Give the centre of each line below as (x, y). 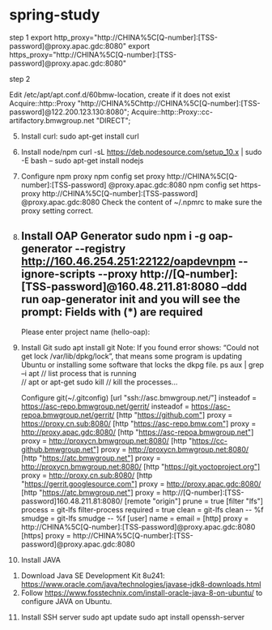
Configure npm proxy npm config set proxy (93, 176)
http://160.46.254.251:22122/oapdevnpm (128, 261)
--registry (100, 249)
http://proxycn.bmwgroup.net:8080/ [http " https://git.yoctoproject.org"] (140, 466)
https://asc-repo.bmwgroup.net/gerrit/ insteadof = (105, 406)
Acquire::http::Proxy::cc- (172, 112)
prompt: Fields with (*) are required (112, 313)
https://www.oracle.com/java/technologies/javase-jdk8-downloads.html (141, 584)
